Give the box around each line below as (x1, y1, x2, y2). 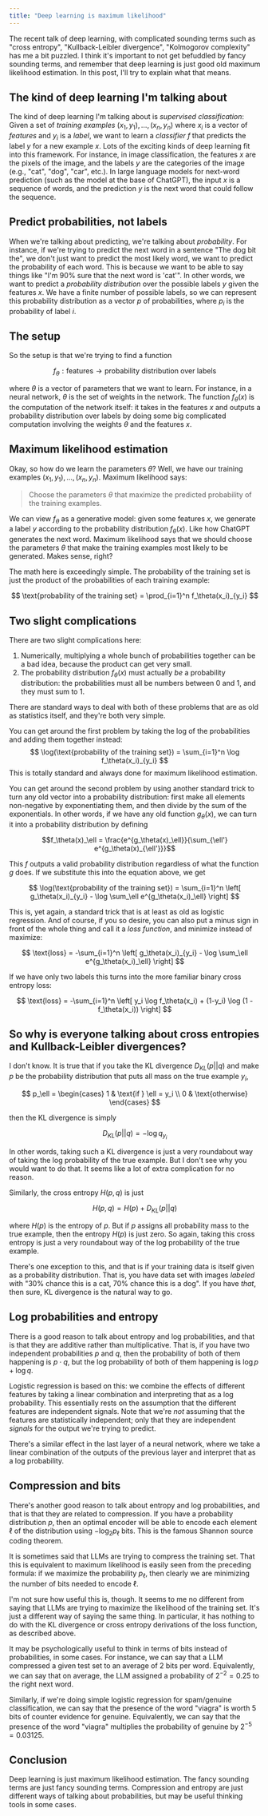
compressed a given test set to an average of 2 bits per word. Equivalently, (9, 1661, 255, 1671)
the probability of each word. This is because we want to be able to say (9, 261, 244, 272)
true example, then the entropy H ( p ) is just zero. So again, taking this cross (9, 1229, 255, 1239)
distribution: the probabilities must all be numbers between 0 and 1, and (20, 678, 256, 687)
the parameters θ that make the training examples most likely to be (9, 543, 229, 552)
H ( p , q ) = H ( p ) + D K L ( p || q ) (92, 1204, 178, 1215)
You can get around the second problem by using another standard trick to (9, 783, 254, 793)
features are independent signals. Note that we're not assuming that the (9, 1406, 246, 1416)
